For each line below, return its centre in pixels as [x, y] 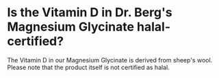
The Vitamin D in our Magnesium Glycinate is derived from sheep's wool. [110, 60]
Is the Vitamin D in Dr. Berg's [90, 13]
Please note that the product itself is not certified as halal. [88, 67]
